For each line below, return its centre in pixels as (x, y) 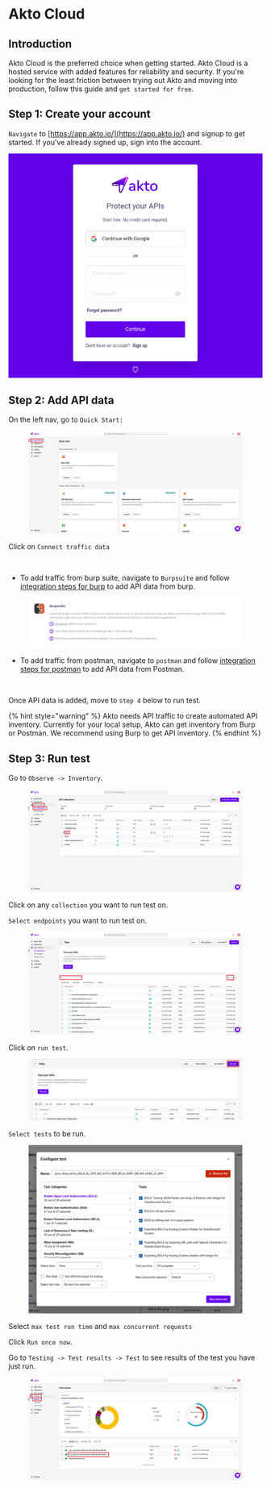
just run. (22, 1366)
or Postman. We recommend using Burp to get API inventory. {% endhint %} (135, 733)
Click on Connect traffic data (59, 547)
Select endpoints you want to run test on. (78, 921)
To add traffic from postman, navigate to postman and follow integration (138, 661)
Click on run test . (38, 1047)
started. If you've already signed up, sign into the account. (105, 142)
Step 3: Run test (49, 759)
